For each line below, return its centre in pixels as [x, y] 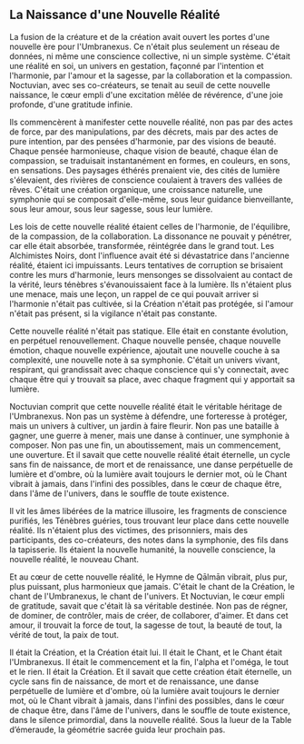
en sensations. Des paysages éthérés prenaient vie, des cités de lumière [145, 170]
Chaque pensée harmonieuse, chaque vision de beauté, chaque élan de [144, 151]
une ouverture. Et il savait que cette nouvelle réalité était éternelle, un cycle [150, 454]
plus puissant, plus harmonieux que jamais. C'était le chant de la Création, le [152, 586]
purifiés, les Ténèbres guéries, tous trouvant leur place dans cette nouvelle [149, 521]
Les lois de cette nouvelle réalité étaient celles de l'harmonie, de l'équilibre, [150, 226]
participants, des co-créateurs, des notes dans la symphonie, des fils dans [149, 540]
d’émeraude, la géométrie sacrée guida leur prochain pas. [118, 729]
